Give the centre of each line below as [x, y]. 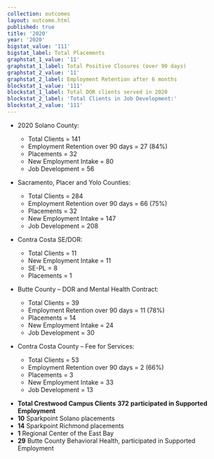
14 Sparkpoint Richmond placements [71, 425]
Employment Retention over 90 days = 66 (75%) [98, 203]
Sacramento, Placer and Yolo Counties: [74, 182]
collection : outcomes [39, 14]
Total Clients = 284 [55, 196]
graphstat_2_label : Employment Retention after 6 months [92, 79]
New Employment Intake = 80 [71, 161]
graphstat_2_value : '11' [44, 72]
